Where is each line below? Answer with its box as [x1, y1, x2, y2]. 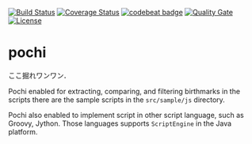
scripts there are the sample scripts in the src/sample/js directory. [8, 95, 226, 104]
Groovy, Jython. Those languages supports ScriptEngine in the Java [8, 119, 232, 128]
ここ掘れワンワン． [8, 70, 71, 80]
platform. [8, 127, 38, 136]
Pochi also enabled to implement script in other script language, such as [8, 110, 244, 119]
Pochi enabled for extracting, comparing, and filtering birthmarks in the [8, 86, 240, 96]
